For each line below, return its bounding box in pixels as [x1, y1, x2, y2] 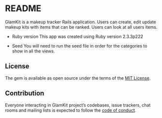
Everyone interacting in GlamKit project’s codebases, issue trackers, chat [5, 102, 151, 108]
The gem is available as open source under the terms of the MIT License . [5, 75, 151, 81]
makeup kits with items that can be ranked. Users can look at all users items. [5, 24, 158, 30]
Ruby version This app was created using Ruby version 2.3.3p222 [12, 34, 144, 39]
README [5, 3, 42, 14]
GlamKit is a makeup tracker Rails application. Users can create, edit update [5, 19, 156, 25]
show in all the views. [12, 48, 55, 54]
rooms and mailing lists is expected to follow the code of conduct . [5, 107, 136, 113]
